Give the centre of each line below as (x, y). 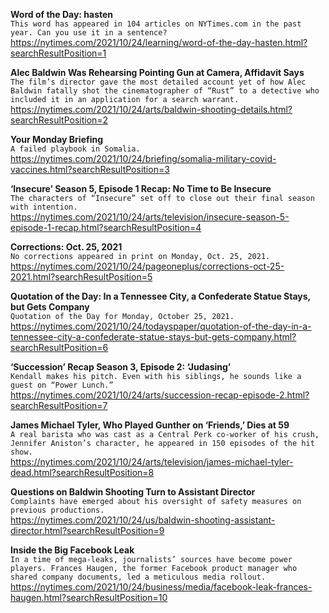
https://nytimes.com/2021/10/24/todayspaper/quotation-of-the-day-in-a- (161, 326)
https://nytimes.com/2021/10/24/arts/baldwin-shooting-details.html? (151, 109)
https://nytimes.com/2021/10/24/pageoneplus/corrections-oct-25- (147, 266)
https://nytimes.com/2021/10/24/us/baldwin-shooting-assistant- (143, 520)
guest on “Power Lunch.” (62, 385)
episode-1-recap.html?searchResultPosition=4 (106, 227)
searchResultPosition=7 (59, 405)
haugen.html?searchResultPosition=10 (89, 597)
